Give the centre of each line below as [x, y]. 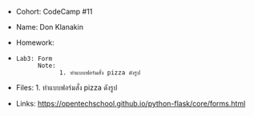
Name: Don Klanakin [50, 27]
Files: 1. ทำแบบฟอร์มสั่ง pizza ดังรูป [67, 88]
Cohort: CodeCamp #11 [54, 12]
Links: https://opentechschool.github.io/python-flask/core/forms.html [131, 104]
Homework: [35, 42]
